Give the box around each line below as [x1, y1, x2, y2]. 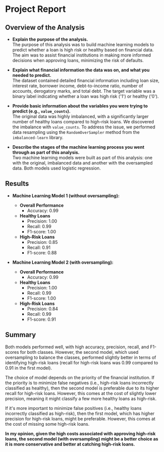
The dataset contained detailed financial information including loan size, [12, 78, 160, 83]
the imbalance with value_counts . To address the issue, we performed [12, 124, 156, 130]
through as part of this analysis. [12, 150, 80, 155]
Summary [5, 331, 36, 339]
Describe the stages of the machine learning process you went [12, 144, 145, 150]
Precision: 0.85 [27, 239, 58, 245]
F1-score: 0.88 [27, 249, 57, 256]
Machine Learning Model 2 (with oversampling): [12, 259, 114, 265]
